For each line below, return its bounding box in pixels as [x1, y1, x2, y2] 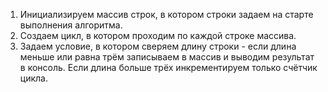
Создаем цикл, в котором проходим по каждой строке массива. [19, 30, 297, 41]
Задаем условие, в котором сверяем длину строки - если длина [19, 40, 297, 52]
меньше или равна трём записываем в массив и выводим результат [19, 51, 315, 63]
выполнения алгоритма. [19, 19, 123, 31]
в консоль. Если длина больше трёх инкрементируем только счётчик [19, 62, 318, 73]
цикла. [19, 72, 48, 84]
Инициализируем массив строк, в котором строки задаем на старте [19, 9, 314, 20]
